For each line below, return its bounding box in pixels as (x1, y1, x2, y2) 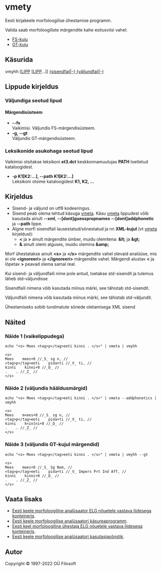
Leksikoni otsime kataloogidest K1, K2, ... (12, 178, 94, 184)
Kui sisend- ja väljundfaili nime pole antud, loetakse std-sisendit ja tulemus (5, 271, 154, 277)
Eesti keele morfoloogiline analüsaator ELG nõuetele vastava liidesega (12, 508, 151, 514)
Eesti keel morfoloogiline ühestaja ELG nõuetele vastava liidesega (12, 523, 143, 529)
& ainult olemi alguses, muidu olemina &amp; (19, 242, 109, 247)
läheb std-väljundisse (5, 276, 48, 282)
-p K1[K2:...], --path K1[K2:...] (12, 173, 74, 179)
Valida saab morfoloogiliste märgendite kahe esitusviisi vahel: (5, 27, 128, 33)
